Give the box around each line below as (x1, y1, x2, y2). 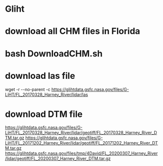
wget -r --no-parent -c (5, 86, 51, 92)
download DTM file (5, 109, 83, 120)
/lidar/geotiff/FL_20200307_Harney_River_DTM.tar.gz (5, 156, 111, 162)
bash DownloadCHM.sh (5, 48, 103, 59)
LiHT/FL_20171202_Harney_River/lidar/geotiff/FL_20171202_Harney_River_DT (5, 140, 158, 146)
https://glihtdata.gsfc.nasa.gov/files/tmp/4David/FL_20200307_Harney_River (5, 150, 158, 156)
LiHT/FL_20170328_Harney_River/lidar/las (5, 92, 88, 97)
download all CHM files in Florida (5, 26, 141, 37)
